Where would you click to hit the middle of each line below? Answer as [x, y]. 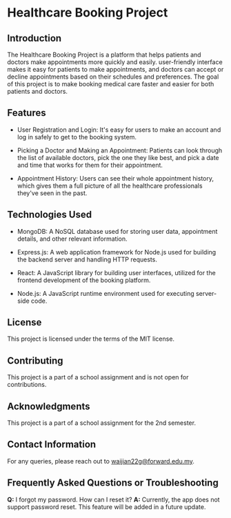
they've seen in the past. [52, 193]
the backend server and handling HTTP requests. [87, 259]
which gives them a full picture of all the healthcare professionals [110, 186]
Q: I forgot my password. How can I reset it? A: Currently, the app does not [113, 499]
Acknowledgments [49, 406]
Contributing [35, 360]
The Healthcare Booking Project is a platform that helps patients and [104, 54]
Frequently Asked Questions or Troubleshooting [113, 483]
